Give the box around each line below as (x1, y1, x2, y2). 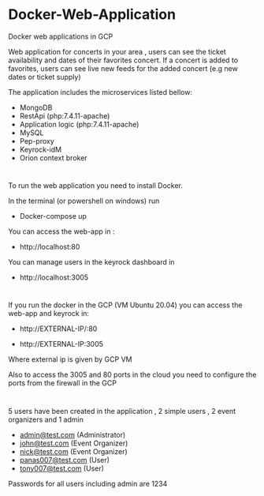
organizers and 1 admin (8, 415, 84, 424)
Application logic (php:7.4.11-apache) (19, 119, 139, 129)
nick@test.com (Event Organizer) (19, 446, 128, 456)
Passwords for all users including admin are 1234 (8, 479, 168, 488)
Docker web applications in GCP (8, 32, 113, 41)
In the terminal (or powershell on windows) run (8, 196, 160, 206)
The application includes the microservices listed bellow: (8, 87, 193, 96)
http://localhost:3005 (19, 272, 89, 282)
